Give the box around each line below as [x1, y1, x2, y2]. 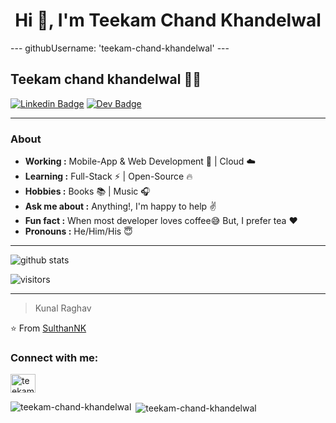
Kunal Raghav [34, 302, 92, 314]
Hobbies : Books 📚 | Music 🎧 [24, 185, 151, 198]
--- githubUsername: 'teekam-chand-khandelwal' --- [10, 42, 230, 54]
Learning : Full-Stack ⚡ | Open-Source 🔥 [24, 170, 193, 183]
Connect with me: [10, 350, 99, 364]
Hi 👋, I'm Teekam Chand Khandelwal [14, 9, 322, 32]
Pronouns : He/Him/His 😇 [24, 225, 133, 238]
